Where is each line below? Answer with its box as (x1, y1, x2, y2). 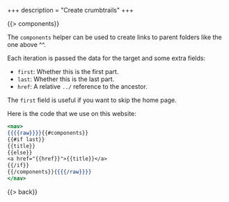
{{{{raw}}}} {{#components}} (7, 129, 89, 136)
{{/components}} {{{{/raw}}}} (7, 168, 92, 175)
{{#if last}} (7, 136, 45, 143)
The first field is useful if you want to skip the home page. (7, 96, 177, 104)
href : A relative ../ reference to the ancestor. (17, 82, 148, 90)
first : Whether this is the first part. (17, 68, 119, 75)
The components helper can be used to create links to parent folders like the (7, 33, 223, 41)
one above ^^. (7, 41, 47, 48)
